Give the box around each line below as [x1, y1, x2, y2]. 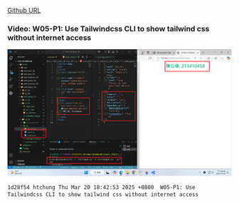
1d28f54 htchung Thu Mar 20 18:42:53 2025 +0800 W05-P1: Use [7, 183, 196, 191]
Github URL [7, 6, 41, 14]
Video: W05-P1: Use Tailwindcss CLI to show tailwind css [7, 24, 210, 34]
